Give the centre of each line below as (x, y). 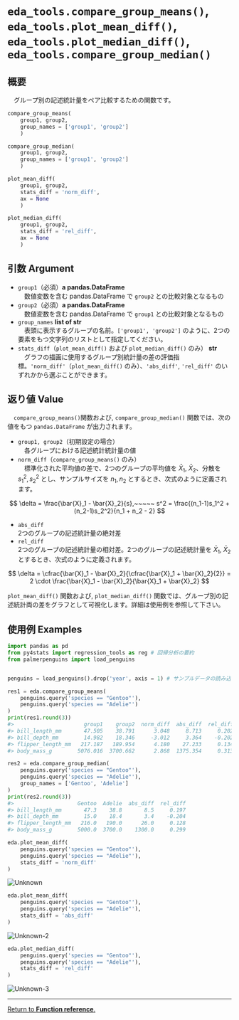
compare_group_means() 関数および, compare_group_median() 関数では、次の (122, 418)
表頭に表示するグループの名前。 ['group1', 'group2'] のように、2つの (127, 330)
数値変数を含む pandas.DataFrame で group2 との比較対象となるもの (124, 296)
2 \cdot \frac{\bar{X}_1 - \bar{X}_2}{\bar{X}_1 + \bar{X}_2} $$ (119, 581)
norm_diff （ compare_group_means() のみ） (79, 459)
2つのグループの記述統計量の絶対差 (69, 533)
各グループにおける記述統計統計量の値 (80, 450)
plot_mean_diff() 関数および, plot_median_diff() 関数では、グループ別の (115, 596)
